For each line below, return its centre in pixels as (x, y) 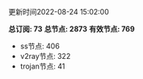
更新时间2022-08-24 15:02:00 (59, 12)
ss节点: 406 (40, 46)
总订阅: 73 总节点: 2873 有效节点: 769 (71, 29)
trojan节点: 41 (42, 66)
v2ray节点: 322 (45, 56)
